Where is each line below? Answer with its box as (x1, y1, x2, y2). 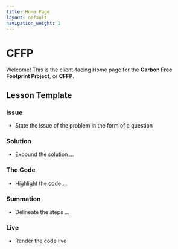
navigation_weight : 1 (6, 20, 61, 26)
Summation (6, 195, 41, 203)
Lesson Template (6, 90, 72, 100)
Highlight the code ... (14, 179, 68, 187)
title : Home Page (6, 8, 50, 15)
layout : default (6, 15, 47, 21)
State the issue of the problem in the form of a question (14, 122, 153, 129)
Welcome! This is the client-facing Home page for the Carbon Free (6, 66, 173, 73)
